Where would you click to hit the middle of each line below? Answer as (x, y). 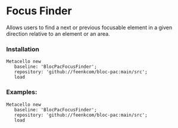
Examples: (22, 92)
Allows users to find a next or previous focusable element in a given (89, 27)
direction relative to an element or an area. (58, 33)
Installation (23, 49)
